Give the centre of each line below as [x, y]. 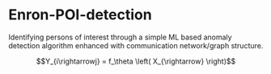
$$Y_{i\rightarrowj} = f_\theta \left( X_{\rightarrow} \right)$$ [136, 61]
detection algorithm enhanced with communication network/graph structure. [136, 45]
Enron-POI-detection [80, 15]
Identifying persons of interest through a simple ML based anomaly [120, 37]
